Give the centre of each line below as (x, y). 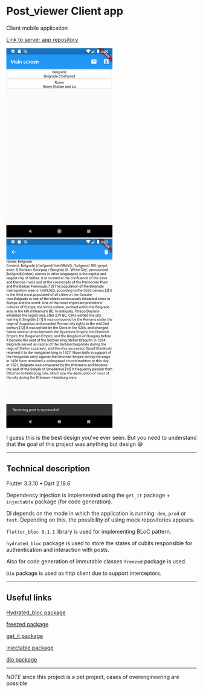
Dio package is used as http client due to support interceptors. (84, 573)
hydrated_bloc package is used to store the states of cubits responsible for (99, 543)
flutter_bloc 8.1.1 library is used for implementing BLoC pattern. (89, 531)
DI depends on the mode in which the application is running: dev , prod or (96, 513)
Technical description (48, 469)
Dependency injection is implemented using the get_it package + (88, 495)
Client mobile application (37, 28)
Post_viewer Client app (65, 11)
